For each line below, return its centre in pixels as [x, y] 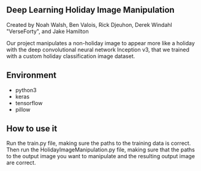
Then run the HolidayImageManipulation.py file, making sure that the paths [100, 150]
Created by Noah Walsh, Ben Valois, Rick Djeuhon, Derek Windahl [89, 24]
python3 [26, 90]
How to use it [32, 129]
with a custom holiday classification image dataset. [71, 56]
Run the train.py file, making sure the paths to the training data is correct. [99, 144]
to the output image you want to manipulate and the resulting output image [100, 156]
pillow [23, 109]
